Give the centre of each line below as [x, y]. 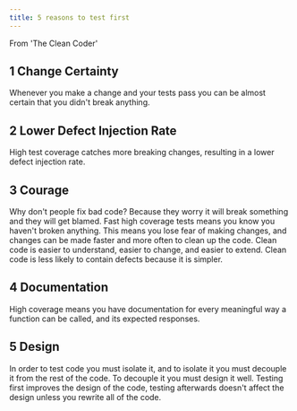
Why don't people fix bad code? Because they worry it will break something [149, 212]
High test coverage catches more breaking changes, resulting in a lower [142, 153]
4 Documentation [59, 288]
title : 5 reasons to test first [69, 17]
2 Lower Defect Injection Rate [93, 131]
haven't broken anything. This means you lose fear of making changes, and [148, 231]
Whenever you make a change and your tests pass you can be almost [138, 93]
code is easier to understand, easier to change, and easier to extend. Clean [148, 250]
